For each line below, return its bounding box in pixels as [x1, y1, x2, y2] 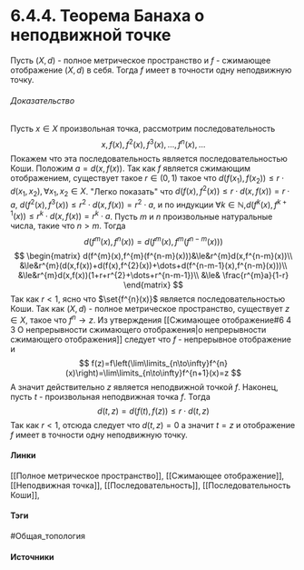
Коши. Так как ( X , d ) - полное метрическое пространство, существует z [10, 304, 290, 315]
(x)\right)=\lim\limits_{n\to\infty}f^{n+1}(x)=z [65, 367, 230, 378]
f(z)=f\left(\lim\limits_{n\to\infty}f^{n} [91, 357, 229, 368]
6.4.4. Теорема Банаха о [10, 5, 205, 26]
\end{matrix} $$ [123, 279, 184, 291]
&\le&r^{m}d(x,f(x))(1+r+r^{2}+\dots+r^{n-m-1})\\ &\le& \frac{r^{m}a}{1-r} [17, 270, 289, 281]
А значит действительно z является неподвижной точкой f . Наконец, [10, 381, 279, 392]
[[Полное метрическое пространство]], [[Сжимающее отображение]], [10, 470, 285, 481]
